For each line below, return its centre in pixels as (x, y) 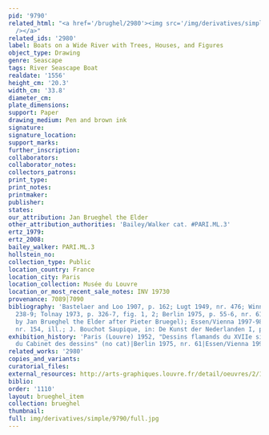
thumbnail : (26, 411)
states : (21, 209)
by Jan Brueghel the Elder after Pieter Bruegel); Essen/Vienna (125, 322)
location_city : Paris (44, 277)
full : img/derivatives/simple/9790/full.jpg (84, 419)
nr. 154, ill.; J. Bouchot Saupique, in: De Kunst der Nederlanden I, (136, 329)
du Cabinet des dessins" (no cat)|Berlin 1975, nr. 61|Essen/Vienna (132, 344)
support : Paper (34, 113)
